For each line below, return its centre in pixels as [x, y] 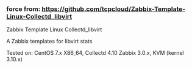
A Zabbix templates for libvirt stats [49, 42]
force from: [23, 9]
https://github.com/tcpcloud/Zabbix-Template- [114, 9]
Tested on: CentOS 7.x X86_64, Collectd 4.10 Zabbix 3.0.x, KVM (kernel [95, 53]
